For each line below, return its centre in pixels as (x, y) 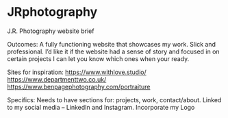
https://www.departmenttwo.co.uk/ (57, 79)
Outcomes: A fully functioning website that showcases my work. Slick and (111, 44)
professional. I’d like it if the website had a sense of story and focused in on (114, 51)
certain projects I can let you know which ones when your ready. (98, 58)
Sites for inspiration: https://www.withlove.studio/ (77, 72)
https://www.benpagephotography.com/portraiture (79, 86)
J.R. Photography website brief (51, 31)
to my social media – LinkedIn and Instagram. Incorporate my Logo (101, 107)
